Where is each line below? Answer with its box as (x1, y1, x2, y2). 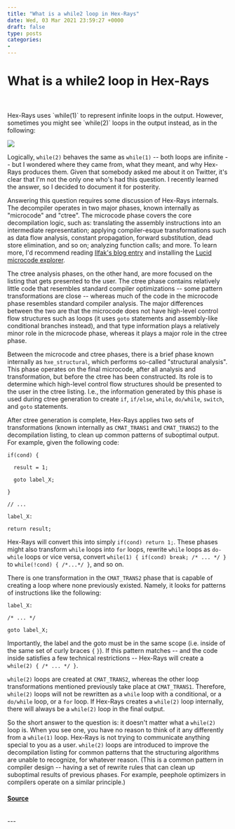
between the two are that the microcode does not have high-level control (7, 306, 219, 315)
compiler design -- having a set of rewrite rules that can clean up (7, 762, 196, 771)
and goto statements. (7, 402, 69, 410)
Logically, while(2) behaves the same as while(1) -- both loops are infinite (7, 152, 224, 161)
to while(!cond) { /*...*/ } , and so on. (7, 560, 124, 568)
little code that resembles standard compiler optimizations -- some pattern (7, 284, 223, 292)
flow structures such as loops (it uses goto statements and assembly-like (7, 314, 218, 323)
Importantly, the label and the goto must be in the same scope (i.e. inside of (7, 639, 226, 647)
